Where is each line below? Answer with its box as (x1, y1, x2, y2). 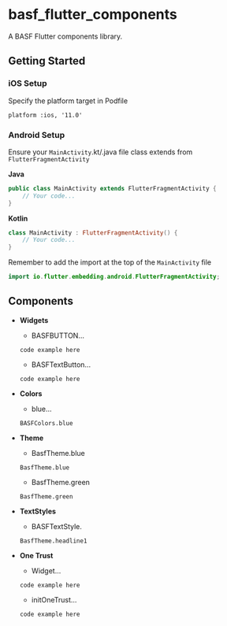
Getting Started (8, 54, 86, 68)
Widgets (19, 315, 49, 324)
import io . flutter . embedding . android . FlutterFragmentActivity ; (8, 273, 221, 281)
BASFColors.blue (19, 419, 73, 427)
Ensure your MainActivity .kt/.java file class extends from (8, 147, 193, 157)
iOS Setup (8, 78, 47, 89)
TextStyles (19, 506, 57, 516)
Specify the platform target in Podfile (8, 96, 128, 106)
